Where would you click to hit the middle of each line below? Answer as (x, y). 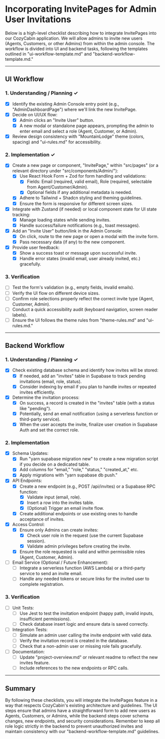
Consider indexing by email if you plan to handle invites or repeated (88, 387)
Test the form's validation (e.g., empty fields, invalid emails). (73, 288)
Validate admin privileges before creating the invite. (79, 546)
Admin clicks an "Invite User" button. (57, 120)
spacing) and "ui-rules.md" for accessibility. (57, 142)
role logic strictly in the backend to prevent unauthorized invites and (74, 726)
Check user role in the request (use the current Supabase (85, 535)
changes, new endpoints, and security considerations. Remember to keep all (82, 721)
